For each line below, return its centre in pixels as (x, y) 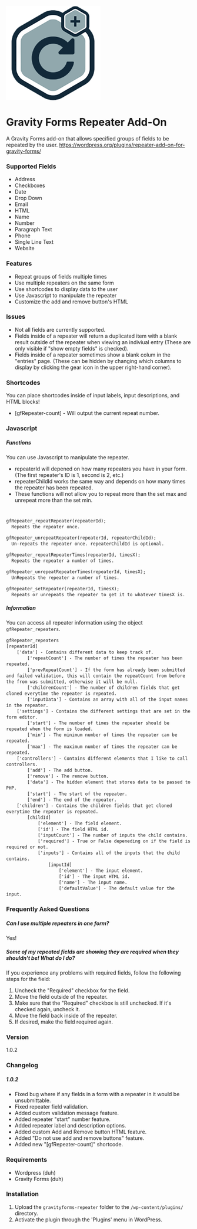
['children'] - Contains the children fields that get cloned (94, 806)
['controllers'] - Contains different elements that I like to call (102, 759)
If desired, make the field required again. (64, 1022)
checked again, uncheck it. (47, 1009)
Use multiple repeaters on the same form (64, 283)
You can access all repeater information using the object (74, 623)
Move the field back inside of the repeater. (66, 1016)
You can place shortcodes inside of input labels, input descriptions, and (93, 395)
